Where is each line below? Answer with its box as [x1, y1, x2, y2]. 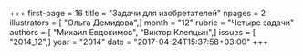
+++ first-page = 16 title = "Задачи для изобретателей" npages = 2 [9, 8, 266, 18]
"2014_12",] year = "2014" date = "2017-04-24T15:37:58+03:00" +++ [9, 36, 269, 47]
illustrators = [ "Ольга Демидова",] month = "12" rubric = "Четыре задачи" [9, 17, 295, 28]
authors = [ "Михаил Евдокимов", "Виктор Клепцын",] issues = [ [9, 27, 256, 37]
